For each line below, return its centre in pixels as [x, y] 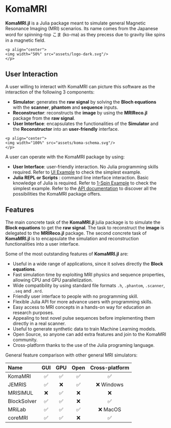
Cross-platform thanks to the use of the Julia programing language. [83, 345]
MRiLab [17, 409]
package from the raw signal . [44, 118]
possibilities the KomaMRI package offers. [57, 194]
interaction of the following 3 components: [50, 92]
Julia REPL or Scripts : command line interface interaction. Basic [81, 177]
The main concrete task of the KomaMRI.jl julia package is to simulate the [83, 222]
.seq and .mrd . [28, 291]
